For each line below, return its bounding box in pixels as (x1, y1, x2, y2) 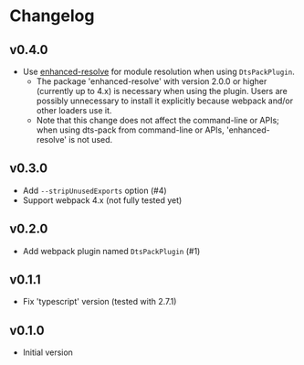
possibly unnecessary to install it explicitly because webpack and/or (36, 95, 294, 106)
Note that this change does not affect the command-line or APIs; (36, 115, 280, 125)
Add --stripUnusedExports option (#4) (22, 185, 167, 196)
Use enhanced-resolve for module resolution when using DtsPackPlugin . (22, 66, 295, 77)
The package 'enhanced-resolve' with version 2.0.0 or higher (36, 76, 267, 87)
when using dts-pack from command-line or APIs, (36, 124, 225, 135)
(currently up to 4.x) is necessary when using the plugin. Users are (36, 86, 288, 96)
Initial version (22, 347, 73, 358)
